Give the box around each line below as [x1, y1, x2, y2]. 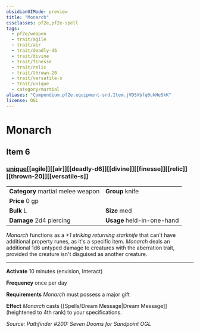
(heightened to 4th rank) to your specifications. [6, 309, 122, 316]
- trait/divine [11, 53, 49, 59]
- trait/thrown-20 [11, 70, 58, 76]
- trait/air [11, 42, 42, 48]
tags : [6, 25, 20, 32]
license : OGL [6, 97, 39, 103]
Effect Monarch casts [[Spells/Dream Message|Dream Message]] [6, 302, 168, 309]
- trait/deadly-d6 [11, 48, 58, 54]
